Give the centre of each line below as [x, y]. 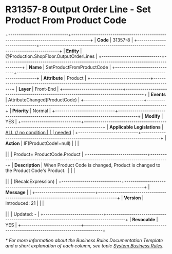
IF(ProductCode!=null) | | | [51, 143]
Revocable [144, 219]
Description [27, 165]
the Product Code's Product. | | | [40, 171]
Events [158, 94]
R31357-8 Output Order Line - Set [78, 9]
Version [132, 198]
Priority [21, 111]
